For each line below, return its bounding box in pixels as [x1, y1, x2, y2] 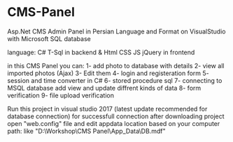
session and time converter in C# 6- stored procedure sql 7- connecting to [7, 76, 223, 84]
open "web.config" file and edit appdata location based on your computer [7, 119, 220, 127]
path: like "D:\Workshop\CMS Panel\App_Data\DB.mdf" [7, 127, 166, 135]
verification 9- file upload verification [7, 91, 114, 100]
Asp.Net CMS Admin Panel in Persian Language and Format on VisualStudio [7, 27, 226, 35]
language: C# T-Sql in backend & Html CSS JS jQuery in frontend [7, 48, 195, 56]
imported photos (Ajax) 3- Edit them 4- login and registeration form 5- [7, 69, 209, 77]
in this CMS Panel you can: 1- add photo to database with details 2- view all [7, 61, 225, 70]
